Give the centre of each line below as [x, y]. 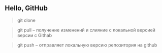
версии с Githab [34, 35]
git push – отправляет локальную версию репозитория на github [87, 45]
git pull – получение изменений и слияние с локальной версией [86, 30]
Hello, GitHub [26, 8]
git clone [26, 20]
